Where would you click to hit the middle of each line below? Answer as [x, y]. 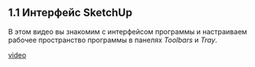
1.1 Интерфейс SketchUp [70, 13]
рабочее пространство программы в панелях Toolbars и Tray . [113, 40]
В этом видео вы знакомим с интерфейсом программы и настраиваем [128, 31]
